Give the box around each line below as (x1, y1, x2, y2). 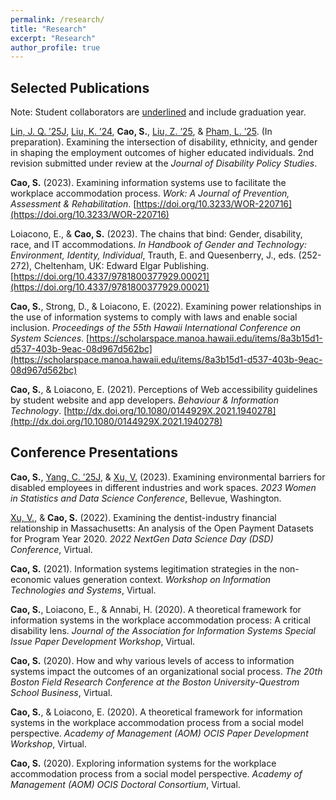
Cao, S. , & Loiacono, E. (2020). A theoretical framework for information (10, 706, 303, 718)
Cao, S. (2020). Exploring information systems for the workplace (10, 757, 277, 769)
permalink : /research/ (10, 14, 105, 25)
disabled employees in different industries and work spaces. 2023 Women (10, 481, 317, 493)
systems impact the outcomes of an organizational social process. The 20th (10, 665, 323, 677)
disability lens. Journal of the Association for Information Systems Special (10, 624, 317, 636)
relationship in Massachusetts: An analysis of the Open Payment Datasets (10, 522, 314, 534)
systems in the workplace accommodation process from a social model (10, 716, 304, 728)
